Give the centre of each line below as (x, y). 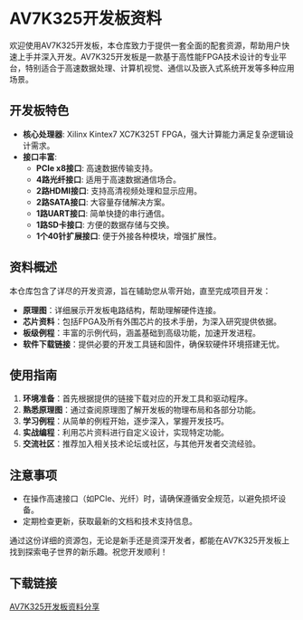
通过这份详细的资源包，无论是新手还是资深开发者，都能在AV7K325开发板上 (150, 540)
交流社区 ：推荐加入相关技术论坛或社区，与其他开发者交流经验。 (141, 444)
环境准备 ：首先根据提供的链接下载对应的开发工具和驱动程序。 (137, 398)
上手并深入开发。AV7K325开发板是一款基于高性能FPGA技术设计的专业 (148, 56)
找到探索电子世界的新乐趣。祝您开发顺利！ (89, 552)
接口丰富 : (39, 157)
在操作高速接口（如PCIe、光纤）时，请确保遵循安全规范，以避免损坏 (150, 499)
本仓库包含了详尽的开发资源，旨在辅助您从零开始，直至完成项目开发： (140, 291)
